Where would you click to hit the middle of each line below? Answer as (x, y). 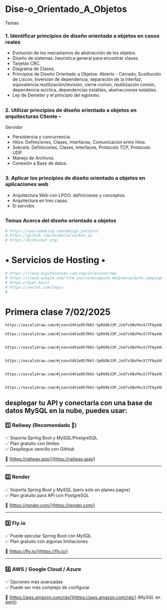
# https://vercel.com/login (34, 287)
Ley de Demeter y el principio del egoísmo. (56, 95)
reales (13, 42)
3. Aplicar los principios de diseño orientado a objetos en (75, 178)
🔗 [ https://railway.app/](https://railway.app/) (50, 459)
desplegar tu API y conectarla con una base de (79, 403)
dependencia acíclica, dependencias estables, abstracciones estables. (85, 90)
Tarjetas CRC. (27, 64)
